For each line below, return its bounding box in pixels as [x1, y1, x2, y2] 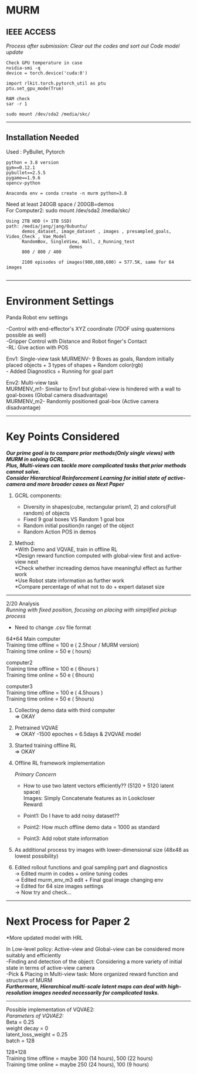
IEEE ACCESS [6, 27, 56, 37]
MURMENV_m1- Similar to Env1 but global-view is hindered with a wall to [6, 385, 181, 392]
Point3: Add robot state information [23, 835, 108, 842]
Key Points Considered [6, 430, 120, 443]
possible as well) [6, 331, 47, 338]
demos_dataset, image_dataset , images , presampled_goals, [21, 228, 172, 234]
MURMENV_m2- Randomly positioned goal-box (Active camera [6, 397, 159, 405]
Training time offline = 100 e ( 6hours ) [6, 665, 98, 672]
